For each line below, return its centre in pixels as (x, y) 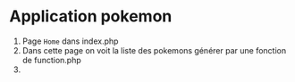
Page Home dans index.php (70, 41)
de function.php (52, 60)
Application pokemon (91, 16)
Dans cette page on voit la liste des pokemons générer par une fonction (154, 50)
